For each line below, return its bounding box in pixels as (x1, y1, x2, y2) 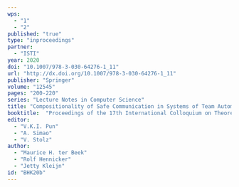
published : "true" (7, 30, 62, 38)
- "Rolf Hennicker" (14, 156, 72, 164)
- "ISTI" (14, 50, 40, 58)
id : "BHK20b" (7, 169, 46, 176)
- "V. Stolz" (14, 136, 53, 143)
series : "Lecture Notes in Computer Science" (7, 97, 144, 104)
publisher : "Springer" (7, 76, 75, 84)
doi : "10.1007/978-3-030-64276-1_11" (7, 63, 119, 70)
